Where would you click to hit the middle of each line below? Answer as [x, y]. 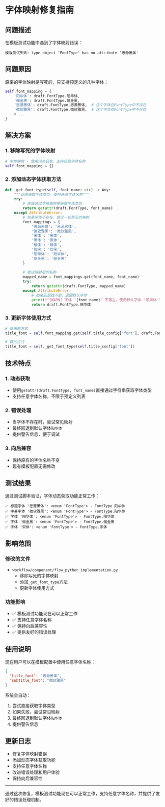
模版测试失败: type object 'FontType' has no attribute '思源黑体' [72, 53]
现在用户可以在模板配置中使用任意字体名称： [50, 662]
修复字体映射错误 [29, 754]
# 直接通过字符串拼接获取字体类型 [52, 204]
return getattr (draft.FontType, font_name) [68, 208]
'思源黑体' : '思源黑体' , [54, 227]
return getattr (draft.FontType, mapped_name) [79, 286]
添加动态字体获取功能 [34, 760]
